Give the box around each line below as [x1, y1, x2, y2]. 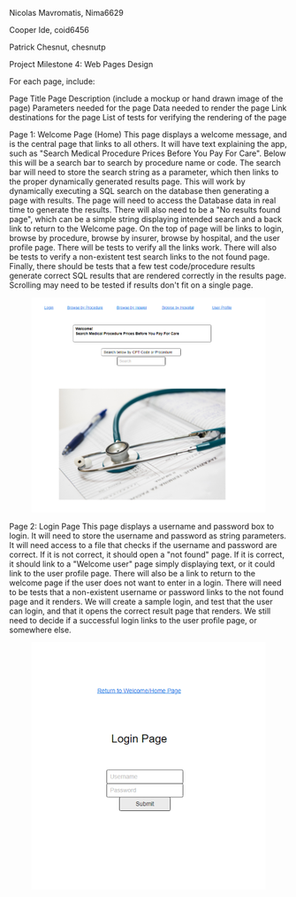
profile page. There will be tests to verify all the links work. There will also [9, 243, 277, 252]
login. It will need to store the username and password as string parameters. [9, 530, 287, 541]
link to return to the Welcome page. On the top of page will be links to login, [9, 223, 285, 234]
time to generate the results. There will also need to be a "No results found [9, 205, 281, 215]
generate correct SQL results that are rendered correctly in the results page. [9, 270, 287, 281]
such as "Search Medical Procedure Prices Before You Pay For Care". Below [9, 148, 286, 159]
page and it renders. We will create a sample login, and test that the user [9, 596, 273, 607]
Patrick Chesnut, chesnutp [9, 42, 106, 52]
